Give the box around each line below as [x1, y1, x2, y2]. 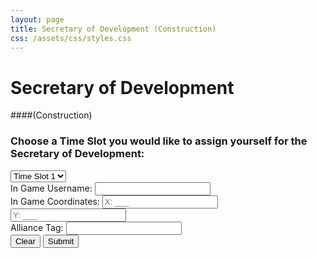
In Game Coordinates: [10, 195, 100, 207]
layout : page [10, 14, 65, 25]
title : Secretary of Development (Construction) [10, 24, 217, 34]
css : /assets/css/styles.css [10, 33, 132, 43]
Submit [47, 236, 75, 246]
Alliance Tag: [10, 221, 64, 233]
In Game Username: [10, 182, 93, 194]
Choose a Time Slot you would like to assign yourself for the [10, 134, 308, 148]
